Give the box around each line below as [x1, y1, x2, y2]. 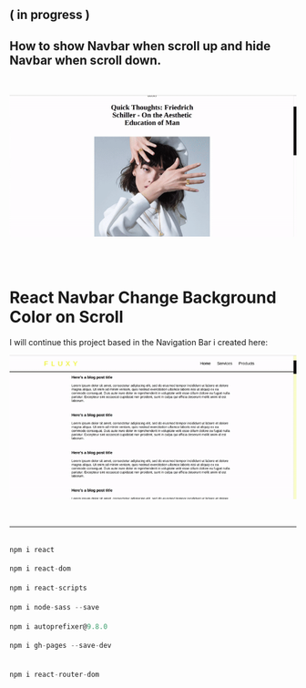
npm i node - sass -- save [9, 602, 100, 611]
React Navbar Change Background [9, 287, 277, 308]
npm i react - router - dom [9, 670, 100, 680]
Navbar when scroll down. [9, 52, 162, 67]
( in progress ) [9, 7, 91, 23]
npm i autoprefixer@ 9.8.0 [9, 621, 107, 632]
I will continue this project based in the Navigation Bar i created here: [9, 337, 269, 348]
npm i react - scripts [9, 583, 88, 593]
